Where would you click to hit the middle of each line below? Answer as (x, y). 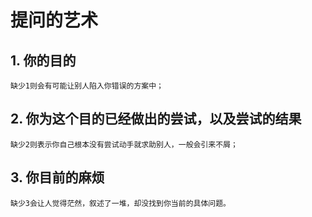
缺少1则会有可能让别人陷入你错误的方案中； (87, 86)
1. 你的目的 (43, 60)
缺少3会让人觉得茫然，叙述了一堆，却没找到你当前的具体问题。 (120, 203)
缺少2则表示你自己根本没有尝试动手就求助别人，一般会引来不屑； (124, 144)
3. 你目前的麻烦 (57, 177)
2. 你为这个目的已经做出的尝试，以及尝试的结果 (156, 119)
